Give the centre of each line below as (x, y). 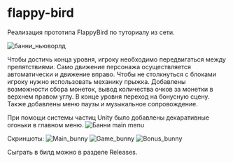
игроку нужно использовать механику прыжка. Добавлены (97, 81)
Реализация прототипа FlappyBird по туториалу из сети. (91, 32)
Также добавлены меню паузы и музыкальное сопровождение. (103, 104)
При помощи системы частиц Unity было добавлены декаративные (108, 118)
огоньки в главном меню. (45, 125)
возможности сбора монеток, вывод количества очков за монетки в (110, 89)
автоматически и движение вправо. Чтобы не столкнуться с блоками (112, 74)
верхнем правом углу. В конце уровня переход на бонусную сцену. (108, 97)
